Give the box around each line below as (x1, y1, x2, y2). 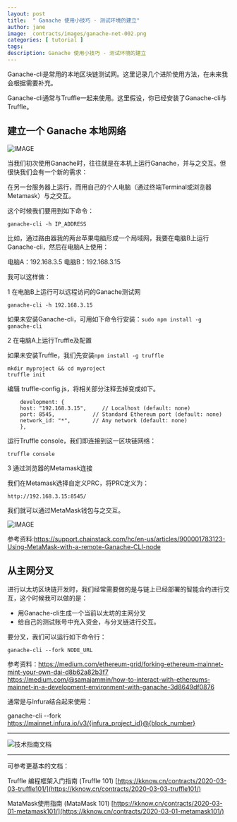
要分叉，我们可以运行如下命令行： (7, 632, 107, 641)
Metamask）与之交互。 (7, 191, 75, 200)
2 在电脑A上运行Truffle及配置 (7, 336, 92, 344)
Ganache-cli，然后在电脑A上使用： (7, 243, 109, 251)
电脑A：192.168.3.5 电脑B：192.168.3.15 (7, 257, 121, 266)
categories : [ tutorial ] (7, 37, 83, 44)
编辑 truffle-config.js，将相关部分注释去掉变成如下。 (7, 384, 160, 393)
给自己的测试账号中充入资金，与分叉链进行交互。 (17, 618, 160, 626)
